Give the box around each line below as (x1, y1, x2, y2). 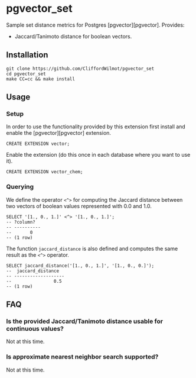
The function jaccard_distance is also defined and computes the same (6, 245, 178, 252)
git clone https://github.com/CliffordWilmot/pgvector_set (6, 66, 155, 72)
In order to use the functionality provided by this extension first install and (6, 123, 186, 130)
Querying (6, 183, 34, 191)
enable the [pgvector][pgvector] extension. (6, 130, 111, 137)
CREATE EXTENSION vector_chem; (6, 169, 83, 175)
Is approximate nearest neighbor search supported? (6, 353, 159, 361)
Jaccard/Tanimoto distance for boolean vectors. (14, 33, 132, 40)
